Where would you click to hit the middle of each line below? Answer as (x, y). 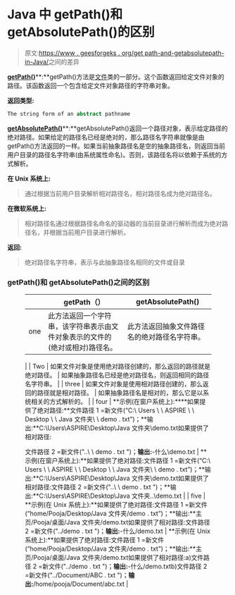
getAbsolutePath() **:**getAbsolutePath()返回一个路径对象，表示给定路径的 (118, 128)
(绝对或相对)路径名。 (83, 348)
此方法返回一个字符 (80, 316)
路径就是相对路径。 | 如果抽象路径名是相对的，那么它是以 (120, 393)
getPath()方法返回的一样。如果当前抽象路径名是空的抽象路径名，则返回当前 (116, 146)
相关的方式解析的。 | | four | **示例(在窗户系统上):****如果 (115, 402)
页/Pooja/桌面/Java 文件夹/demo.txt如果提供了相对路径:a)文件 (114, 558)
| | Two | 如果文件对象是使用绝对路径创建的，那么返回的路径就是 (118, 367)
